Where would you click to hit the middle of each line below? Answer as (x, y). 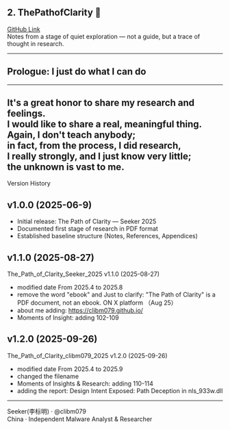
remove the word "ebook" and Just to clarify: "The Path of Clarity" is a (116, 294)
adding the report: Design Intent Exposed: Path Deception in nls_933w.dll (120, 390)
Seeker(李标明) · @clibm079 (47, 411)
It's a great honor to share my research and (101, 103)
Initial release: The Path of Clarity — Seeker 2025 (87, 222)
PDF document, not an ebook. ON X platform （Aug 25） (97, 303)
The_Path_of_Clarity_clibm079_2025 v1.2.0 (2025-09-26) (87, 355)
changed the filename (48, 376)
